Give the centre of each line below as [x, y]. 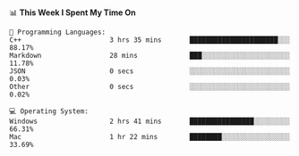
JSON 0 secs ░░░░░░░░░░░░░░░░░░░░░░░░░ [150, 71]
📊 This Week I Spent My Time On [73, 12]
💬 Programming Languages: [57, 32]
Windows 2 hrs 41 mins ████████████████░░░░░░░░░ [150, 121]
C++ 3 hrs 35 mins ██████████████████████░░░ [150, 40]
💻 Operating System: [49, 111]
